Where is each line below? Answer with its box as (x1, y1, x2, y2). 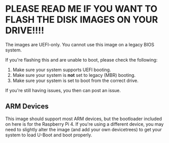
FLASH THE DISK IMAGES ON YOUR (5, 14, 158, 25)
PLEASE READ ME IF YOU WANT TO (5, 3, 158, 15)
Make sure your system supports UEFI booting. (12, 67, 111, 73)
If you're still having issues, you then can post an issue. (5, 87, 121, 93)
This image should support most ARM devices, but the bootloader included (5, 116, 162, 122)
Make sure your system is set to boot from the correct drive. (12, 77, 139, 83)
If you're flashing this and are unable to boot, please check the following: (5, 56, 158, 63)
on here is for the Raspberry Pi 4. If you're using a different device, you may (5, 121, 164, 127)
